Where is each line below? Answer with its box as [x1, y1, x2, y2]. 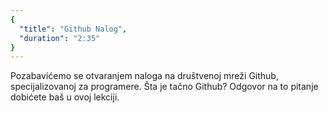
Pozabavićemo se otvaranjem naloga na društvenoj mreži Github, [10, 70, 279, 82]
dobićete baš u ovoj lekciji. [10, 91, 120, 103]
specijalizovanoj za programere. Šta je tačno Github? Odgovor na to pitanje [10, 81, 319, 93]
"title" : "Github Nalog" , [19, 24, 128, 34]
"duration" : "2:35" [19, 33, 101, 43]
